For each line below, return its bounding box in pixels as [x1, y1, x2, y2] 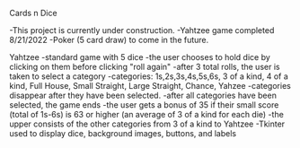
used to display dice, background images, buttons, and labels [9, 128, 236, 138]
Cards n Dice [9, 8, 57, 18]
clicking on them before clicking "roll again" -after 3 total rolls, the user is [9, 62, 280, 72]
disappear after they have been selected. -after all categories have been [9, 90, 277, 100]
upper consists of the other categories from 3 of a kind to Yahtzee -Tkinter [9, 118, 286, 129]
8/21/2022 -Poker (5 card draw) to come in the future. [9, 35, 209, 45]
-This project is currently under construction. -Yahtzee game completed [9, 25, 275, 35]
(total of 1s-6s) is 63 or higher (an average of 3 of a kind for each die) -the [9, 109, 285, 119]
